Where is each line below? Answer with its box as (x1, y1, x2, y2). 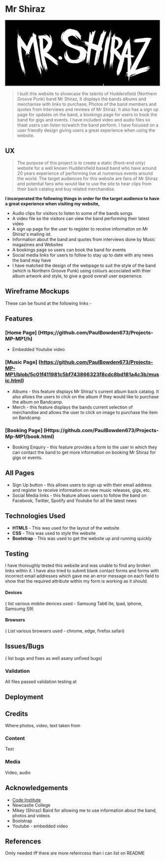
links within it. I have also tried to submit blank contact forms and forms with (5, 568, 160, 574)
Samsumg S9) (5, 606, 34, 612)
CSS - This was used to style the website (12, 530, 96, 536)
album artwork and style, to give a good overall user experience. (12, 273, 143, 279)
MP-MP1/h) (5, 335, 33, 342)
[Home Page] (5, 329, 37, 336)
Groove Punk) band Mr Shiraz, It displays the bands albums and (17, 96, 146, 102)
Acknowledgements (5, 784, 68, 792)
